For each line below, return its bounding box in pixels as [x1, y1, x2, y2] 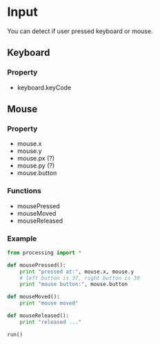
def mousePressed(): [7, 261, 67, 269]
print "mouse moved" [19, 300, 79, 307]
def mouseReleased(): [7, 312, 70, 319]
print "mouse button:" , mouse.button [19, 281, 128, 288]
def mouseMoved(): [7, 294, 60, 301]
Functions [7, 186, 41, 196]
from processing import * [7, 249, 81, 256]
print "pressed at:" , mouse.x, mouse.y [19, 268, 134, 275]
